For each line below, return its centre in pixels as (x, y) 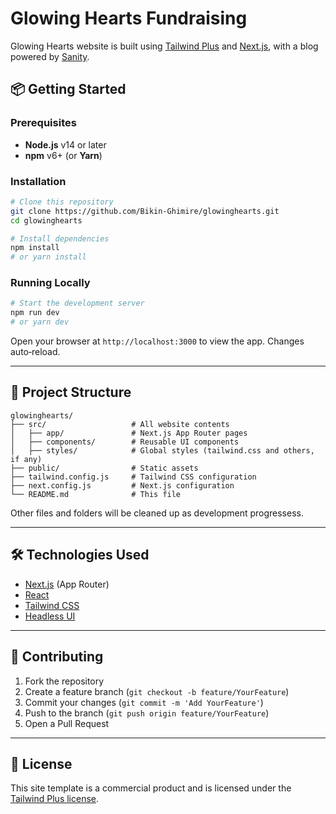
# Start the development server (77, 303)
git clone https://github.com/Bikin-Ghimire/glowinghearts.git (145, 211)
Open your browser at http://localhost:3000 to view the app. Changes (157, 341)
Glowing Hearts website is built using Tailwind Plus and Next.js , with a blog (164, 46)
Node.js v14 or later (65, 144)
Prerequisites (43, 123)
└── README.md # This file (96, 494)
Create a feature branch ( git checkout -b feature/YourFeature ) (157, 691)
